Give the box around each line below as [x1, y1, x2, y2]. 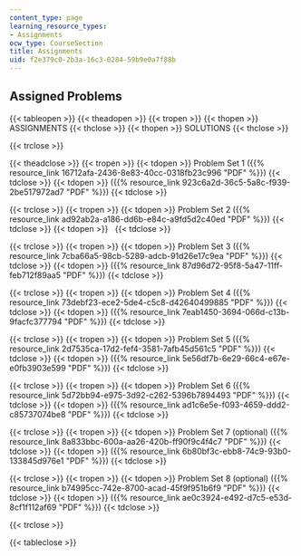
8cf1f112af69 [9, 502, 57, 513]
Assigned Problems [9, 89, 122, 104]
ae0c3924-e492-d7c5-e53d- [181, 492, 293, 503]
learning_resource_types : [9, 22, 107, 31]
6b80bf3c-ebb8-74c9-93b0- [181, 446, 292, 456]
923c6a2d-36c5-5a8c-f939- [181, 177, 291, 187]
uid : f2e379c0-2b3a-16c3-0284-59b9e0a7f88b [9, 55, 177, 64]
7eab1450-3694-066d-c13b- [181, 306, 290, 317]
